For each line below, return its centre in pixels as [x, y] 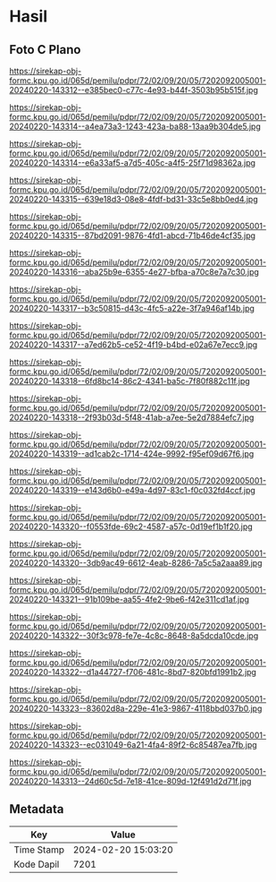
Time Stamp [39, 850]
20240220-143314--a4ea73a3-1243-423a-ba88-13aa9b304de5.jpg [135, 126]
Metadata [37, 809]
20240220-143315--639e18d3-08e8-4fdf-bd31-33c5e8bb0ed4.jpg [134, 199]
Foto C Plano [45, 50]
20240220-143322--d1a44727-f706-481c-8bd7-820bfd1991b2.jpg [133, 672]
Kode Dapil [37, 864]
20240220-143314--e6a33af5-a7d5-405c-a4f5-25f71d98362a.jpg [133, 163]
